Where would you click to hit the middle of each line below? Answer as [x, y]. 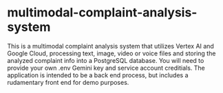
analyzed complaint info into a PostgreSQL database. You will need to [106, 60]
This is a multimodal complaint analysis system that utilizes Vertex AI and [111, 46]
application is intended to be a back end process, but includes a [98, 75]
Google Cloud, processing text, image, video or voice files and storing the [111, 53]
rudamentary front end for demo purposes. [68, 82]
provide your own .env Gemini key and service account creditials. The [106, 68]
